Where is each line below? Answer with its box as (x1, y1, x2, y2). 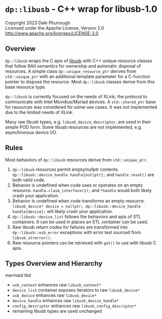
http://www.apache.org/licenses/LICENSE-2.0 (5, 30, 99, 36)
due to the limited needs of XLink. (5, 109, 74, 115)
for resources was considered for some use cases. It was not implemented (5, 104, 157, 110)
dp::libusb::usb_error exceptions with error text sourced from (12, 229, 141, 235)
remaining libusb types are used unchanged (12, 308, 102, 314)
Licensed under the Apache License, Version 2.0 (5, 25, 104, 31)
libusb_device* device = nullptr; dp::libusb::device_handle (12, 204, 141, 209)
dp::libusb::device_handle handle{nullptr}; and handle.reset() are (12, 171, 155, 177)
